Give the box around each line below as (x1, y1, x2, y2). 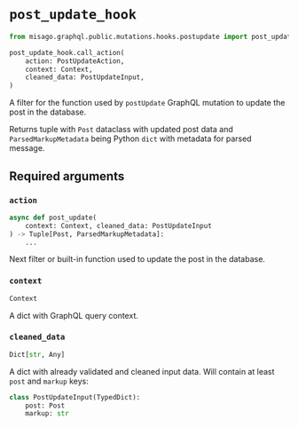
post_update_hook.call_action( (9, 48, 125, 57)
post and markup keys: (9, 376, 89, 386)
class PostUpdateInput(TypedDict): (9, 392, 141, 401)
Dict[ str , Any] (9, 350, 66, 359)
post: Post (25, 401, 66, 410)
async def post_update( (9, 213, 98, 222)
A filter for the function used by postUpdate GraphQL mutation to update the (9, 98, 286, 108)
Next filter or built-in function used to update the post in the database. (9, 254, 266, 265)
